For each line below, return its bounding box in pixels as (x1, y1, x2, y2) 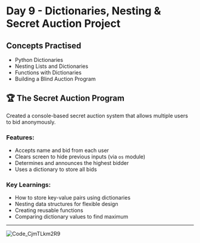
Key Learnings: (6, 180, 51, 189)
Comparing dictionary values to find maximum (14, 213, 129, 220)
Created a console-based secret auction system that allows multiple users (6, 112, 189, 119)
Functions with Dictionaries (14, 69, 82, 76)
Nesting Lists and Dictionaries (14, 63, 89, 70)
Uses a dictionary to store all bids (14, 166, 97, 173)
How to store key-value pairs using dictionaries (14, 194, 131, 201)
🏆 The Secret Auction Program (6, 94, 125, 104)
